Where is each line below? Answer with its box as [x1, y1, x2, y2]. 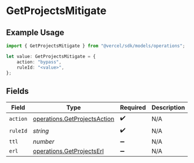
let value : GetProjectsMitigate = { [6, 53, 96, 59]
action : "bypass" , [16, 59, 62, 65]
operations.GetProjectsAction [33, 114, 115, 123]
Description [151, 104, 185, 112]
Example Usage [6, 28, 65, 38]
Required [120, 104, 146, 112]
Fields [6, 86, 29, 96]
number [33, 138, 55, 146]
